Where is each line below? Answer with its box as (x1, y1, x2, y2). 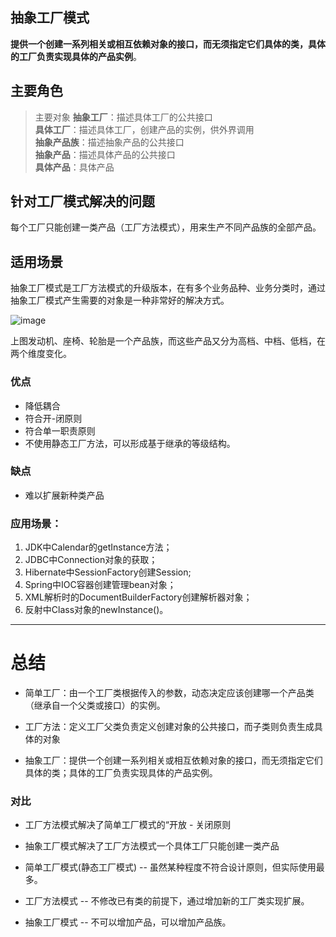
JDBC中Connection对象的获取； (24, 554, 158, 566)
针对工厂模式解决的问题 (10, 193, 155, 210)
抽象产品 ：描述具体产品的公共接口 (34, 148, 176, 160)
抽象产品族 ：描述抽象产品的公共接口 (34, 136, 185, 148)
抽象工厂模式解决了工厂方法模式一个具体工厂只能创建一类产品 (24, 840, 280, 852)
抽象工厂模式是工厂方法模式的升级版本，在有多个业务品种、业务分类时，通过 (10, 282, 326, 294)
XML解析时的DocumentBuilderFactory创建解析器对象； (24, 591, 253, 603)
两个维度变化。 (10, 348, 72, 360)
